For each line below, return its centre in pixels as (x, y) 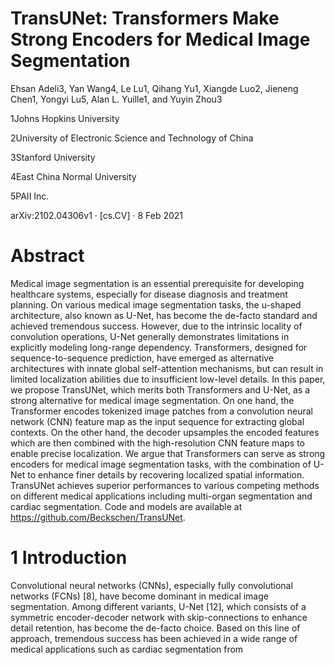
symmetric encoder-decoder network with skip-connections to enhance (159, 617)
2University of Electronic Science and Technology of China (132, 138)
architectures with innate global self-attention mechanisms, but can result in (167, 368)
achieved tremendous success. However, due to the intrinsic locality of (156, 326)
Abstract (47, 256)
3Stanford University (53, 157)
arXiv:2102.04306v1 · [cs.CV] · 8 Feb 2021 (97, 215)
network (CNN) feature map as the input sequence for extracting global (157, 421)
